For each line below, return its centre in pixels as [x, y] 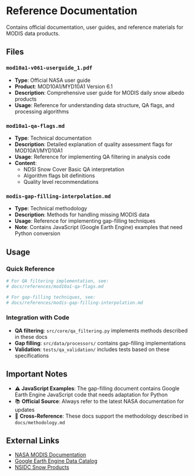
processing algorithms [42, 111]
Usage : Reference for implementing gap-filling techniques [85, 221]
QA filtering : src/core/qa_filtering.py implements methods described [101, 330]
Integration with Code [38, 318]
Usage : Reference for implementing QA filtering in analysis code [92, 157]
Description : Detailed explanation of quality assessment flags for [93, 144]
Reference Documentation [72, 11]
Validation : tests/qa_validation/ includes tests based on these [92, 349]
